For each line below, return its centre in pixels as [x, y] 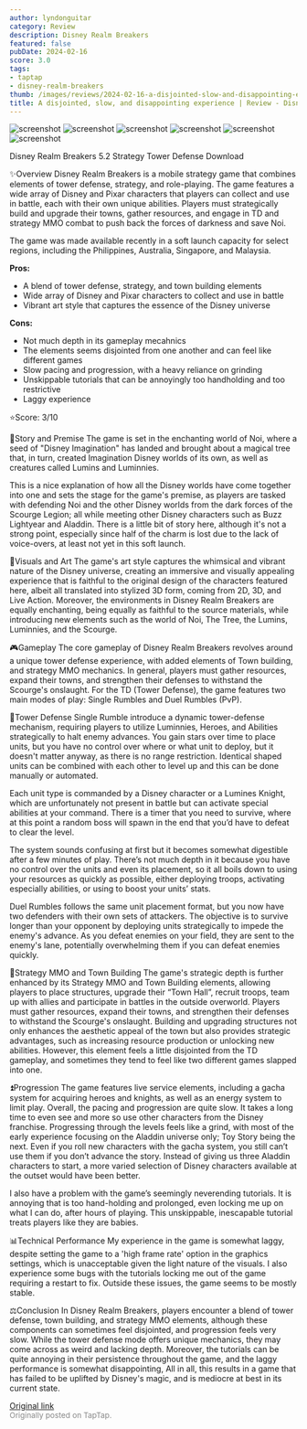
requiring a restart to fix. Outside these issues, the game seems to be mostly [153, 1283]
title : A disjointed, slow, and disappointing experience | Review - [145, 103]
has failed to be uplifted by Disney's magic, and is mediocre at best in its [146, 1379]
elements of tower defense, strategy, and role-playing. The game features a [152, 185]
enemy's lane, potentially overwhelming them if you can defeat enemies [145, 945]
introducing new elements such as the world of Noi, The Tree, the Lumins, [148, 620]
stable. [22, 1293]
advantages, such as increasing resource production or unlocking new [142, 1041]
